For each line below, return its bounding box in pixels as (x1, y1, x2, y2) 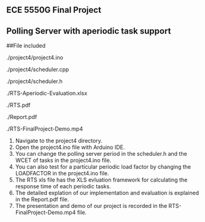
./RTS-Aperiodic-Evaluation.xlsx (6, 90, 88, 97)
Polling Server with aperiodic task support (6, 26, 171, 36)
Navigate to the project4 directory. (15, 137, 102, 145)
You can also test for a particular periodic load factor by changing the (15, 163, 191, 170)
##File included (6, 42, 46, 50)
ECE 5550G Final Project (6, 5, 101, 15)
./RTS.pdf (6, 101, 31, 109)
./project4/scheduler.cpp (6, 66, 69, 73)
